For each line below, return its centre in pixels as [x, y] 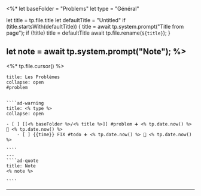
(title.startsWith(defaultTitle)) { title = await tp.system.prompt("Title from [95, 27]
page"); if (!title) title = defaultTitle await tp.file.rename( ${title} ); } [88, 33]
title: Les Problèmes [33, 77]
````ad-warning [25, 103]
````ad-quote [22, 161]
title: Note [21, 166]
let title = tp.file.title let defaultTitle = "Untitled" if [66, 20]
